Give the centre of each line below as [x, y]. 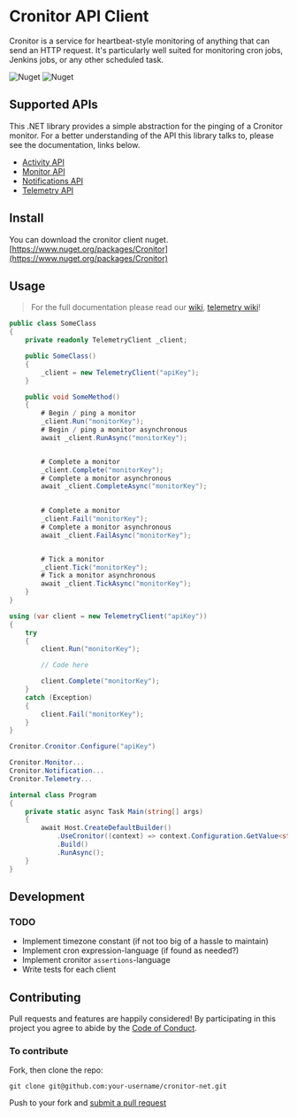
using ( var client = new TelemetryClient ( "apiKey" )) [108, 616]
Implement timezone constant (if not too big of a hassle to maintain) [145, 942]
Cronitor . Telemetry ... [51, 779]
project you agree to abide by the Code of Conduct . [103, 1028]
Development [47, 896]
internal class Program [53, 795]
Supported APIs [54, 105]
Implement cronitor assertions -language [96, 960]
